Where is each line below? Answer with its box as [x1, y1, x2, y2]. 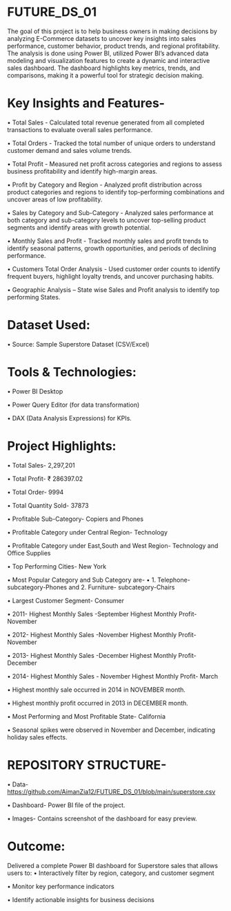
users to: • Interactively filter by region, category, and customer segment [7, 869, 215, 877]
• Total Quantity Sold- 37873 [7, 501, 89, 509]
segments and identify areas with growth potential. [7, 223, 152, 232]
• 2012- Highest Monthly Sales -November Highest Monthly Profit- [7, 630, 197, 638]
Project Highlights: [7, 438, 117, 454]
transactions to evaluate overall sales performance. [7, 125, 153, 134]
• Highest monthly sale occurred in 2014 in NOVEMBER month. [7, 685, 186, 694]
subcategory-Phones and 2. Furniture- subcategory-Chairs [7, 582, 175, 591]
